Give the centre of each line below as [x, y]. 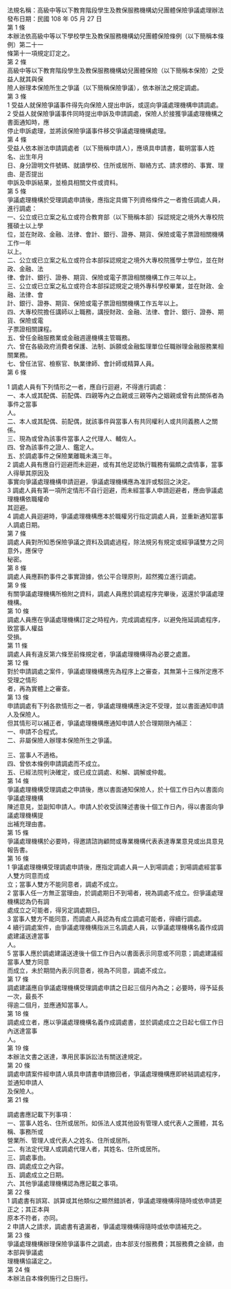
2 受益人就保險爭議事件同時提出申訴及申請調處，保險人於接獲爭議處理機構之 [115, 113]
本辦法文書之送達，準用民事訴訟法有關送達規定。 [76, 1057]
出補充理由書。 [28, 824]
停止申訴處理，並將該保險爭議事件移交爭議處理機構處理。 [88, 131]
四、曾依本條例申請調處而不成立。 [55, 763]
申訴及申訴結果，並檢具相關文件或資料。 [64, 182]
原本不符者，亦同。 [34, 1218]
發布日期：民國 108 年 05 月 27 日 [55, 19]
